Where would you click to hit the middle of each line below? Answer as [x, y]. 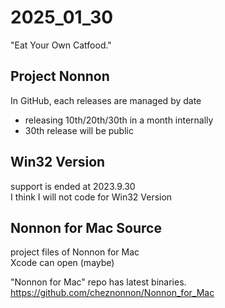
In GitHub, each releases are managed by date [106, 100]
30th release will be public [79, 130]
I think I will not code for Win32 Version [91, 197]
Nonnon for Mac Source [86, 227]
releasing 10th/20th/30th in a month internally [119, 120]
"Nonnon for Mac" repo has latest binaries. [98, 282]
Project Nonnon [60, 76]
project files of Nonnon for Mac [75, 252]
